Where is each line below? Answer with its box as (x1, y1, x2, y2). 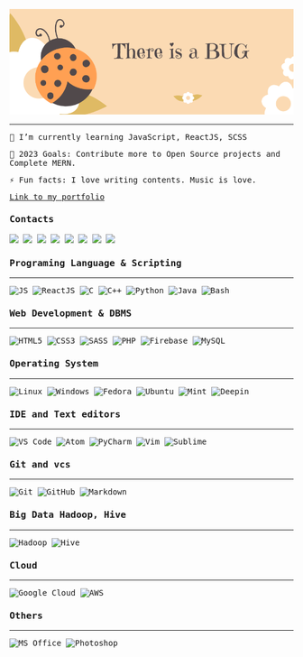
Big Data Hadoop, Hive (9, 509, 126, 521)
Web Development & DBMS (9, 308, 133, 319)
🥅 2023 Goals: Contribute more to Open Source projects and (9, 149, 281, 159)
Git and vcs (9, 458, 71, 470)
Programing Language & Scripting (9, 257, 182, 269)
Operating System (9, 357, 99, 370)
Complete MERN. (9, 158, 77, 168)
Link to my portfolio (9, 191, 106, 202)
